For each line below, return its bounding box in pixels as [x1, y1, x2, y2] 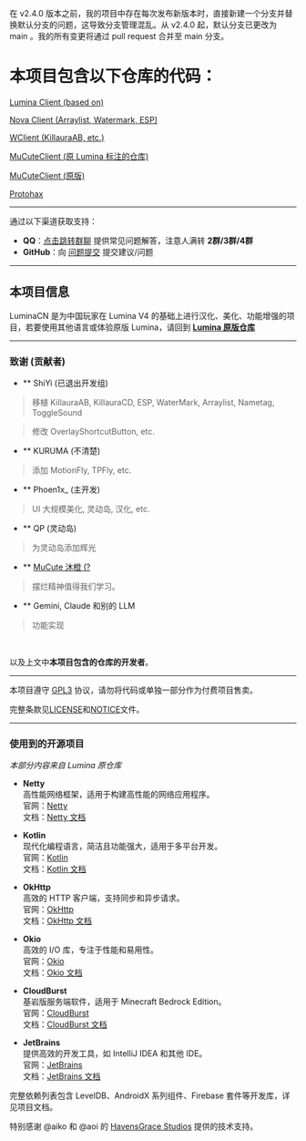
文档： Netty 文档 [22, 812, 87, 823]
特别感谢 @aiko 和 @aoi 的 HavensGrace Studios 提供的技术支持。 [9, 1121, 259, 1132]
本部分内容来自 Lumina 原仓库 [9, 760, 122, 771]
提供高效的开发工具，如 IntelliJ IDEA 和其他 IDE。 [22, 1048, 208, 1059]
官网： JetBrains [22, 1060, 83, 1071]
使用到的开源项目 [9, 737, 85, 750]
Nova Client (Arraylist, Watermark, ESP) [9, 114, 158, 125]
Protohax [9, 188, 44, 199]
